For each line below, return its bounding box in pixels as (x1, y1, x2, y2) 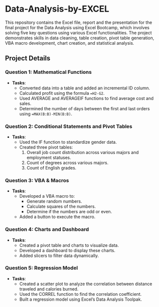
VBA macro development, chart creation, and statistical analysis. (5, 40, 135, 46)
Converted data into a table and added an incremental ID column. (19, 85, 150, 91)
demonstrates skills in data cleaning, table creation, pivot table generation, (5, 35, 155, 41)
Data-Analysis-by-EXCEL (5, 3, 109, 15)
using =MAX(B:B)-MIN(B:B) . (19, 111, 72, 117)
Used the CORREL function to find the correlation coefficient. (19, 291, 142, 297)
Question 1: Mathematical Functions (5, 69, 92, 76)
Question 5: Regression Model (5, 265, 78, 272)
